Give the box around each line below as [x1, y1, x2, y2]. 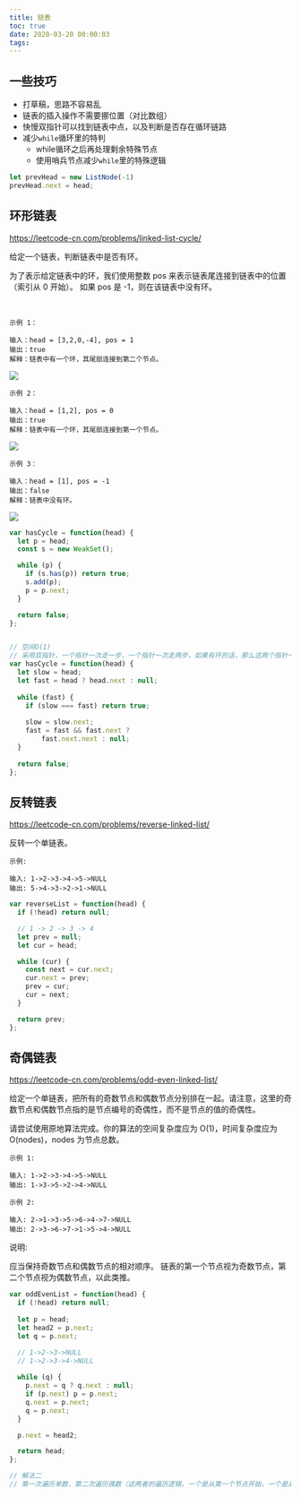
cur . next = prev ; [25, 974, 90, 983]
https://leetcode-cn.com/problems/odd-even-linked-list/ [9, 1074, 218, 1085]
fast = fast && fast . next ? [25, 727, 130, 736]
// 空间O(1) [9, 642, 51, 652]
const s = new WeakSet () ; [17, 545, 115, 554]
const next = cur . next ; [25, 965, 115, 975]
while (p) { [17, 561, 63, 570]
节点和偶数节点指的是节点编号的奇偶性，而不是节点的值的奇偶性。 [16, 1104, 261, 1115]
